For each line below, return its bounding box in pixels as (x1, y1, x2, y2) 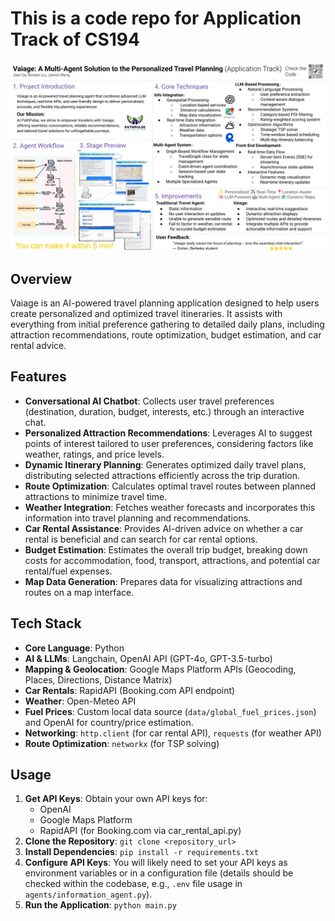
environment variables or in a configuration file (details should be (24, 867, 294, 879)
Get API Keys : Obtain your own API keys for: (24, 793, 208, 805)
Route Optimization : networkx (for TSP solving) (24, 737, 220, 749)
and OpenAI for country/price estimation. (24, 716, 194, 728)
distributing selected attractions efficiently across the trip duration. (24, 469, 301, 481)
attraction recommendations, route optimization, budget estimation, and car (10, 328, 322, 341)
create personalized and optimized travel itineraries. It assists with (10, 307, 283, 319)
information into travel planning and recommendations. (24, 512, 252, 524)
